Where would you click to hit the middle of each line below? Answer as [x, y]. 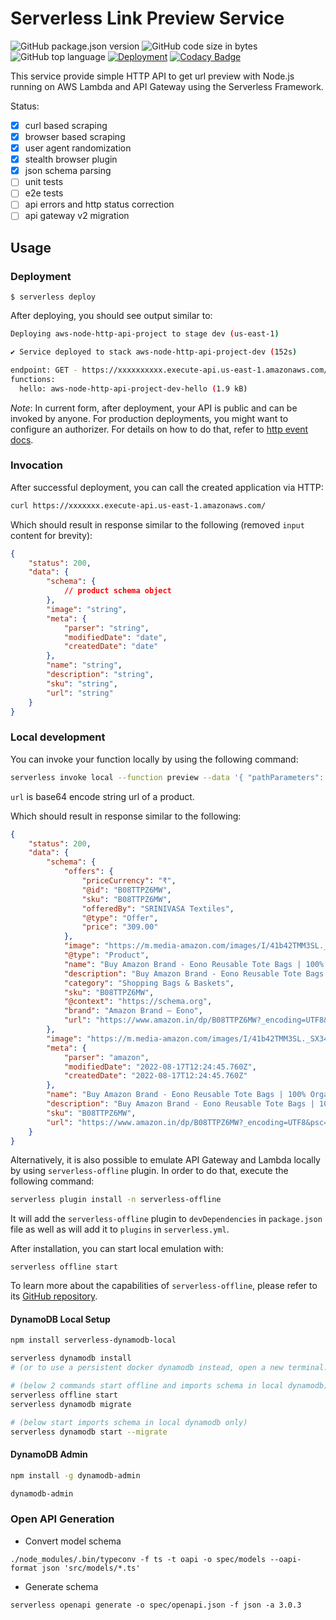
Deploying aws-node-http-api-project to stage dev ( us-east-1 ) [145, 334]
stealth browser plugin [71, 159]
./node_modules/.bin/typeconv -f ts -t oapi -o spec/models [138, 1559]
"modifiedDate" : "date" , [115, 637]
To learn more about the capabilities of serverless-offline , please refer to [164, 1286]
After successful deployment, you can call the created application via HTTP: [167, 487]
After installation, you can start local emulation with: [117, 1249]
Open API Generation [62, 1519]
